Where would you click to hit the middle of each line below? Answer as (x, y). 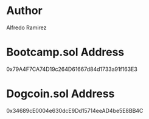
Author (24, 11)
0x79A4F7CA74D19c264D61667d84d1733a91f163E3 (72, 69)
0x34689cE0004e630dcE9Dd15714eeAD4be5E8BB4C (75, 110)
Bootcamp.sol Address (65, 52)
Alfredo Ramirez (26, 27)
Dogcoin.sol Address (61, 94)
